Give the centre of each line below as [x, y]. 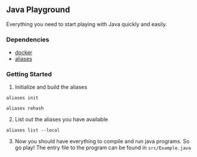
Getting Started [29, 74]
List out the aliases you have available [61, 120]
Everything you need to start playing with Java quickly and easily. [87, 24]
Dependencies [28, 39]
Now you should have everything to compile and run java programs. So [102, 142]
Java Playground [38, 10]
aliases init [22, 98]
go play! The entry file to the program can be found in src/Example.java [103, 147]
